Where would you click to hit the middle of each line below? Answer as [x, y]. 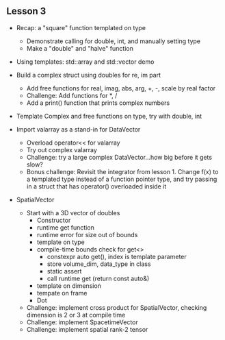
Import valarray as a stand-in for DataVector [78, 129]
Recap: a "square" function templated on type [81, 27]
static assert [64, 271]
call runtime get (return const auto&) [98, 278]
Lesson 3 [26, 11]
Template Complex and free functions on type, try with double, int [109, 116]
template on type [61, 242]
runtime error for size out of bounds [87, 234]
